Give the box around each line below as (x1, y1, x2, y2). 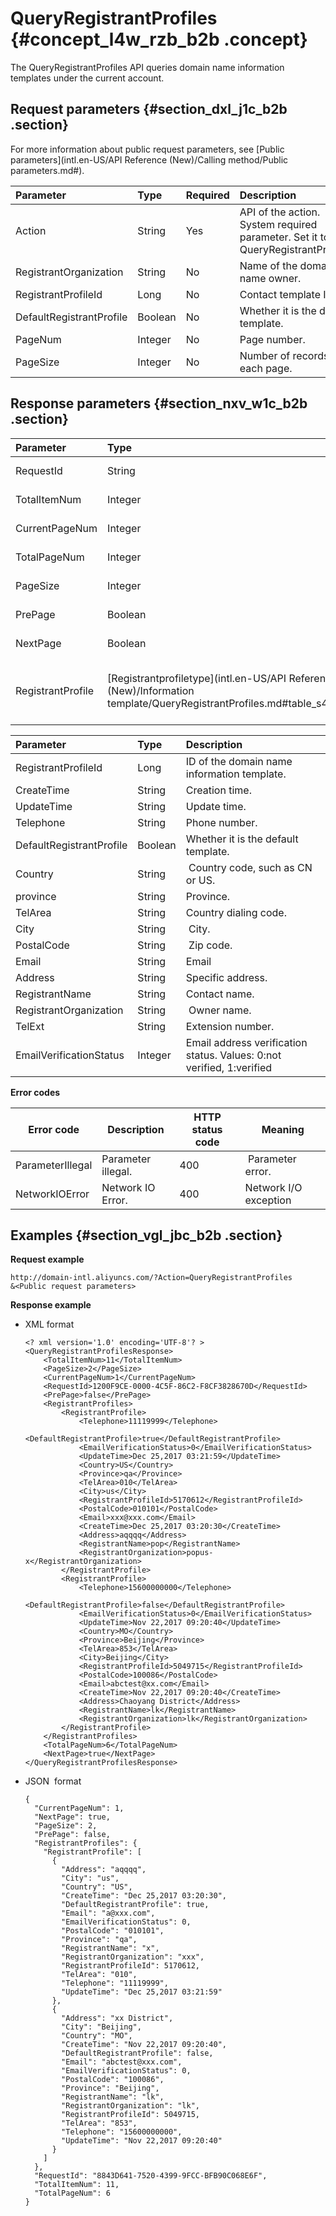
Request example (10, 1253, 85, 1266)
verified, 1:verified (185, 1060, 273, 1074)
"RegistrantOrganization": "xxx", (61, 1952, 205, 1962)
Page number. (239, 332, 306, 346)
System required (239, 217, 318, 231)
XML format (24, 1318, 75, 1331)
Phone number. (185, 815, 258, 829)
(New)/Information (107, 683, 195, 697)
